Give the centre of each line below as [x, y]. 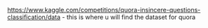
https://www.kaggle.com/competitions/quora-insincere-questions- [104, 10]
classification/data [34, 17]
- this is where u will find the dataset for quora [129, 17]
